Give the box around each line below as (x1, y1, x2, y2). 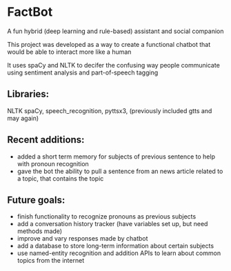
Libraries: (7, 88, 50, 100)
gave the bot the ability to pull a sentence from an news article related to (17, 167, 223, 175)
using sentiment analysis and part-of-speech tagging (7, 68, 159, 77)
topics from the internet (17, 257, 85, 265)
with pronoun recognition (17, 159, 90, 168)
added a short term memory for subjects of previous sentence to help (17, 152, 216, 161)
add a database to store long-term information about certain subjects (17, 242, 214, 250)
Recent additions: (7, 134, 85, 145)
